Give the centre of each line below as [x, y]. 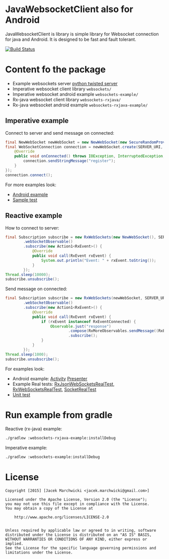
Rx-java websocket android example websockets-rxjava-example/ [80, 105]
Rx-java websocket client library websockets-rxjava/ [67, 99]
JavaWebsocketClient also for [69, 9]
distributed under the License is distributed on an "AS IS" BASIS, [78, 535]
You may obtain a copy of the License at [49, 509]
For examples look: [25, 369]
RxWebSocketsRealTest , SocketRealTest [54, 389]
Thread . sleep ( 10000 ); [28, 274]
